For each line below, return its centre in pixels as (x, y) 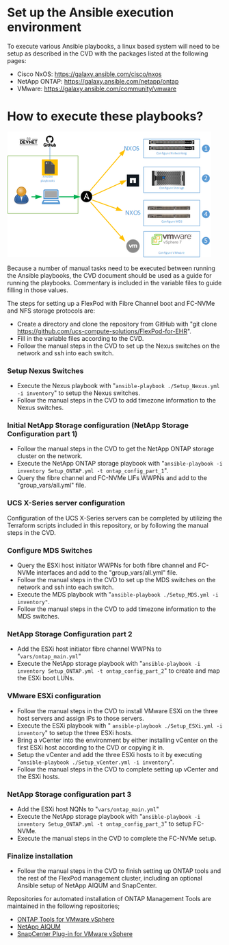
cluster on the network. (50, 456)
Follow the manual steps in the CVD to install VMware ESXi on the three (118, 710)
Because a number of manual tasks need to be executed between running (111, 268)
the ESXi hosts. (38, 776)
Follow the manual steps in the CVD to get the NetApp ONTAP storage (116, 449)
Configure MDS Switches (50, 550)
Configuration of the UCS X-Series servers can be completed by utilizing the (115, 518)
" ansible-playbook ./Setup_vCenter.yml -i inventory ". (95, 762)
